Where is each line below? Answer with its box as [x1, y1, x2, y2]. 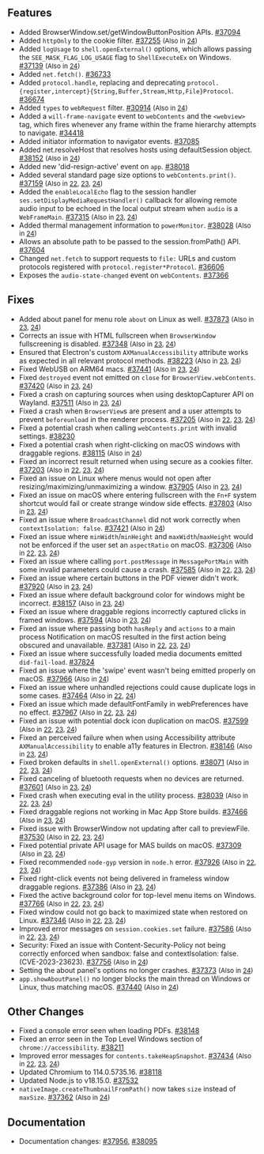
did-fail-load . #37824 [18, 657, 96, 666]
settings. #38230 [18, 431, 76, 441]
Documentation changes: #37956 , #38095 [18, 1137, 158, 1146]
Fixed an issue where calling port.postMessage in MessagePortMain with [18, 556, 249, 566]
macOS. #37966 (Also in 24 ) [18, 673, 110, 683]
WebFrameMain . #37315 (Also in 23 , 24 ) [18, 212, 138, 221]
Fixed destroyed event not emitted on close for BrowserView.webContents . [18, 372, 256, 382]
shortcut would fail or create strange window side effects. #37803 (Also [18, 498, 252, 508]
